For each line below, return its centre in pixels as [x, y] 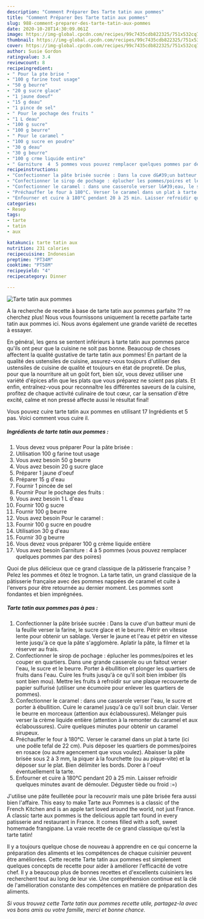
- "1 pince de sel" [31, 108]
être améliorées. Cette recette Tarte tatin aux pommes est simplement [94, 859]
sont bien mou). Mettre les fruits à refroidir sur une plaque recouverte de [106, 681]
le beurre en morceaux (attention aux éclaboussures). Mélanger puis [101, 713]
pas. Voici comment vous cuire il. [48, 418]
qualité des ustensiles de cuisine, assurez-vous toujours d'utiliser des [94, 361]
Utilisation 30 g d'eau [42, 530]
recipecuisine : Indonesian [41, 254]
